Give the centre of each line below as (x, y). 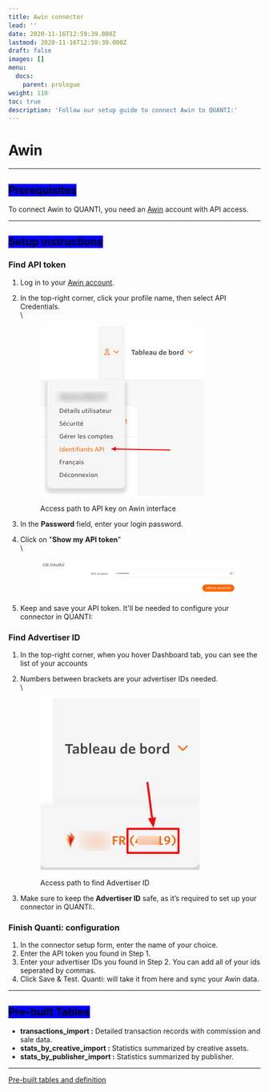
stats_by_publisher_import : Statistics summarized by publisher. (127, 1057)
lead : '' (23, 25)
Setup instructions (56, 242)
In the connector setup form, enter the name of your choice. (119, 945)
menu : (17, 68)
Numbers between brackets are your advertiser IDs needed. (119, 678)
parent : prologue (52, 84)
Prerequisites (42, 190)
